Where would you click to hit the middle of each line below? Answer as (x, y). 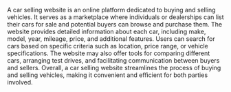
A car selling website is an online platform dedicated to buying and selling (111, 10)
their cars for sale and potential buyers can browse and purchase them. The (114, 24)
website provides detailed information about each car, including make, (107, 31)
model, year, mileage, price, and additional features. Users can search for (111, 39)
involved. (20, 82)
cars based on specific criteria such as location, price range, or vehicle (108, 46)
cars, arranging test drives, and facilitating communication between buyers (113, 60)
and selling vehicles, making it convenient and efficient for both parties (108, 75)
